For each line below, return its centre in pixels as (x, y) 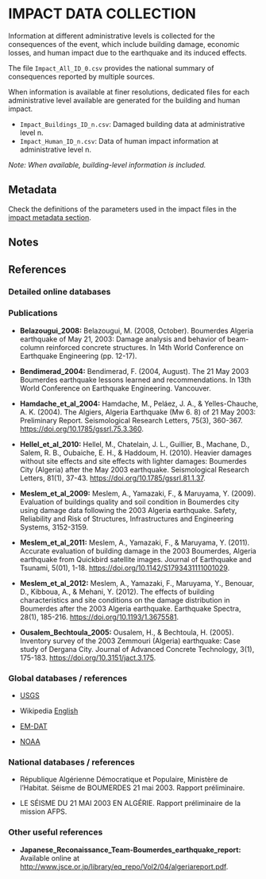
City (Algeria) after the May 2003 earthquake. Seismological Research (135, 469)
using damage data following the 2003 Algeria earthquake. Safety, (128, 510)
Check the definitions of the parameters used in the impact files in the (122, 209)
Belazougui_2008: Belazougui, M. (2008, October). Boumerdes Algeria (137, 330)
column (32, 347)
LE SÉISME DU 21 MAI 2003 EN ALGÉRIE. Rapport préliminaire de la (130, 804)
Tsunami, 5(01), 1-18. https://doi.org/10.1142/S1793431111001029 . (125, 568)
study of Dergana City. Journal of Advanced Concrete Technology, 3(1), (137, 649)
